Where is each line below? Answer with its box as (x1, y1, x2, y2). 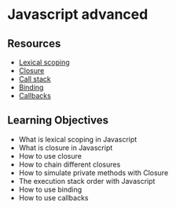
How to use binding (18, 185, 82, 194)
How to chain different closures (18, 159, 121, 169)
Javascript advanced (7, 5, 148, 24)
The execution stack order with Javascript (18, 176, 156, 185)
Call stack (18, 75, 52, 83)
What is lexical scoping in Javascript (18, 134, 137, 144)
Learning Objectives (7, 114, 109, 127)
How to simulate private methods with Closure (18, 167, 169, 178)
